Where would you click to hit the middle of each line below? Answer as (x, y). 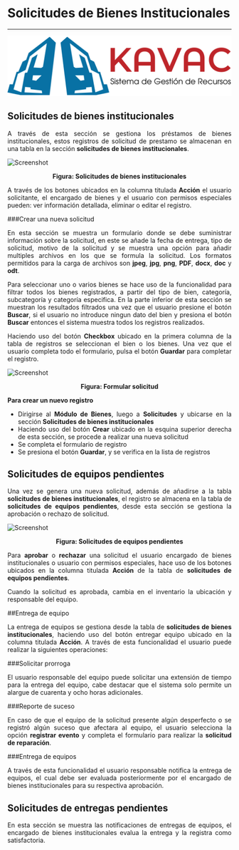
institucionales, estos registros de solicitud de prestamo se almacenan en (119, 141)
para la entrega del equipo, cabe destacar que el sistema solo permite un (119, 685)
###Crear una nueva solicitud (51, 219)
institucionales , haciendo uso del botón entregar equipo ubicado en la (119, 635)
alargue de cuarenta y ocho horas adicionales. (75, 693)
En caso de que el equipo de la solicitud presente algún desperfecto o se (119, 720)
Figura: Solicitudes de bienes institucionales (119, 176)
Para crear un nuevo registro (51, 400)
